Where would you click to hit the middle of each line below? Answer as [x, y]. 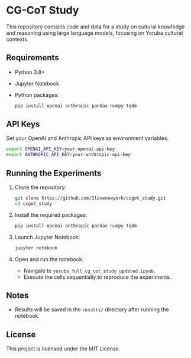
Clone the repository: [41, 187]
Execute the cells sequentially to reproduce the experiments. [97, 277]
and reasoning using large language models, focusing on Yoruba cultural [95, 32]
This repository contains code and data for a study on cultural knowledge [96, 27]
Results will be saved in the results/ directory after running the [92, 310]
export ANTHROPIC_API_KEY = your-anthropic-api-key [69, 155]
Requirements [33, 58]
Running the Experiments [54, 173]
